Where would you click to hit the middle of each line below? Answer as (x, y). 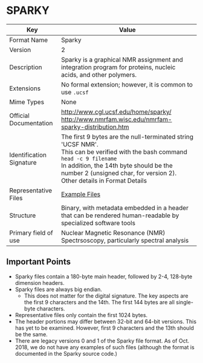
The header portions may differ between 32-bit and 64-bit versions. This (106, 321)
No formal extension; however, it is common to (127, 84)
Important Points (39, 262)
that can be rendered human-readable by (120, 215)
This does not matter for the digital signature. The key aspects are (106, 296)
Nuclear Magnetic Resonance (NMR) (113, 232)
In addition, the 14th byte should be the (117, 165)
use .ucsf (75, 92)
